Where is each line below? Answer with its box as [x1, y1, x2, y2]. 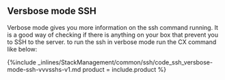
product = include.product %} [82, 65, 166, 73]
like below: [7, 45, 38, 53]
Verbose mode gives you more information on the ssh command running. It [7, 23, 219, 31]
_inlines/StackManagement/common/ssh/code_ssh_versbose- [37, 58, 213, 66]
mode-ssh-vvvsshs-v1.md [7, 65, 81, 73]
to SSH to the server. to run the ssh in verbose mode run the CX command [7, 37, 217, 46]
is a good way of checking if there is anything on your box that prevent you [7, 31, 219, 39]
